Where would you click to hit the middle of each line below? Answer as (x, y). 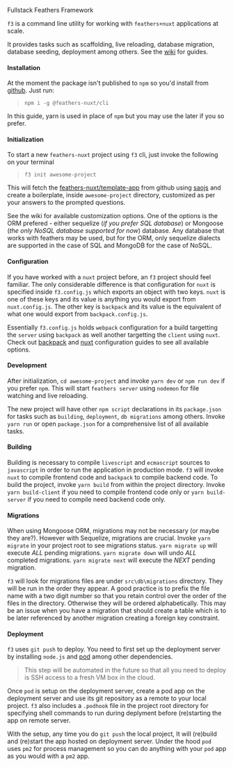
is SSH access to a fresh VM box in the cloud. (89, 677)
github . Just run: (31, 90)
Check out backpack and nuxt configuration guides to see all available (108, 342)
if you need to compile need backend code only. (97, 500)
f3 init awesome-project (60, 175)
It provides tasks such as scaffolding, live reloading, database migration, (111, 44)
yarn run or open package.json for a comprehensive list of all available (108, 424)
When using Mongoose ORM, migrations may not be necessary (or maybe (113, 531)
